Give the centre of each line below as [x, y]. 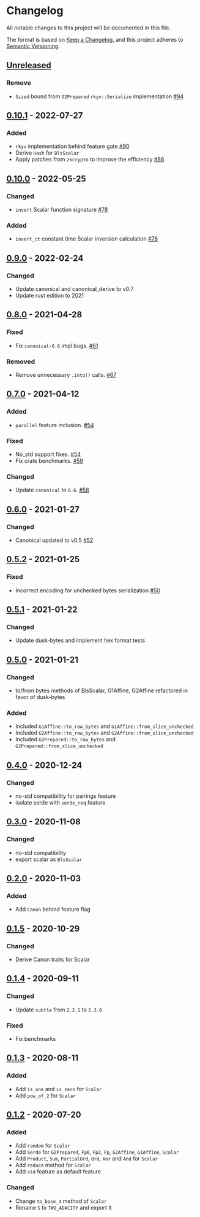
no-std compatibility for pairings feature [65, 796]
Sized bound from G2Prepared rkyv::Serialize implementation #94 [99, 96]
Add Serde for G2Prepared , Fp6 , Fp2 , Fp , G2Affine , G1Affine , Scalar [97, 1152]
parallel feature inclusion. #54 [54, 425]
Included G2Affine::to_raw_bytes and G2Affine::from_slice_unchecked [104, 733]
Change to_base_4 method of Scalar [61, 1201]
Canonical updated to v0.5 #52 [54, 540]
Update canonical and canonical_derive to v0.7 [74, 288]
